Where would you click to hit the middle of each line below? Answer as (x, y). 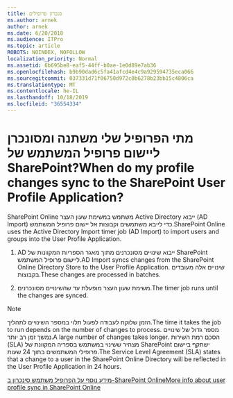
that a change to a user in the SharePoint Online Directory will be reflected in (116, 359)
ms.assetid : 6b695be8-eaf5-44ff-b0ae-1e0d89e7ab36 (82, 65)
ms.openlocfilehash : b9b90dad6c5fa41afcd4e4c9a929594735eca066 (101, 72)
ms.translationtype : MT (42, 85)
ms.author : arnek (32, 20)
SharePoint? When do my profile (101, 168)
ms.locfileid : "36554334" (44, 104)
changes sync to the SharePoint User (116, 183)
